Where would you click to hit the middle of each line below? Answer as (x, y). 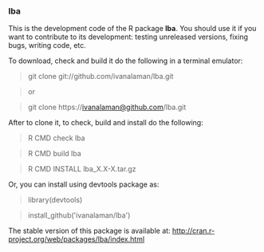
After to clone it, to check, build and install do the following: (106, 123)
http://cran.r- (193, 231)
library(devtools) (55, 200)
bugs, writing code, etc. (47, 45)
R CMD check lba (56, 138)
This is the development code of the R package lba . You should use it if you (132, 29)
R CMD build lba (54, 154)
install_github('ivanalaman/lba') (79, 215)
